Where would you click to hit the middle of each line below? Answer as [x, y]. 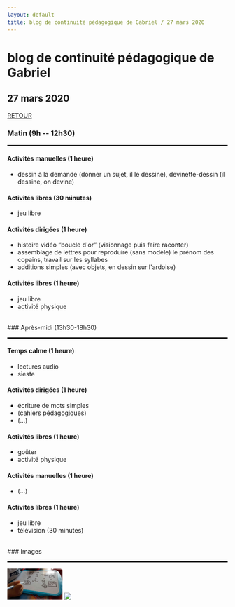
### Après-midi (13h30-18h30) [52, 327]
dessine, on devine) [46, 182]
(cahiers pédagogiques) [52, 413]
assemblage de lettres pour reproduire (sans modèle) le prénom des [116, 252]
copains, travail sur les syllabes [63, 260]
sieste [26, 374]
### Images [24, 551]
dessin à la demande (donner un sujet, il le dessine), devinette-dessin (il [121, 174]
